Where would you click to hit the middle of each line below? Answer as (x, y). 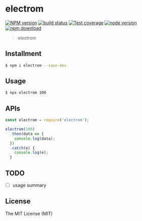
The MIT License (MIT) (29, 213)
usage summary (29, 185)
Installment (23, 54)
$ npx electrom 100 (26, 93)
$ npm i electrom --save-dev (36, 65)
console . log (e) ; (32, 153)
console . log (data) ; (35, 139)
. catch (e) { (22, 148)
